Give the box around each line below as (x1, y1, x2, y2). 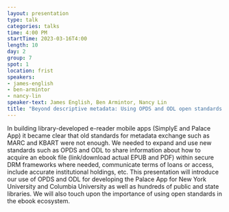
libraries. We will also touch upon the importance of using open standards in (7, 189, 223, 198)
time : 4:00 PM (7, 29, 48, 36)
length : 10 (7, 42, 38, 49)
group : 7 (7, 55, 32, 62)
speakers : (7, 73, 36, 81)
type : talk (7, 16, 38, 23)
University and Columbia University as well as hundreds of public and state (7, 182, 219, 190)
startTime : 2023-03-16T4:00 (7, 36, 88, 42)
